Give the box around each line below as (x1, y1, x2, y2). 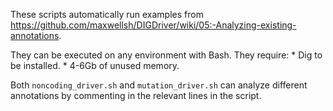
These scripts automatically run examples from (10, 9, 204, 20)
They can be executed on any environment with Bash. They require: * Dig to (10, 49, 323, 61)
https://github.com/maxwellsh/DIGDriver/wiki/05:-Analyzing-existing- (10, 19, 297, 31)
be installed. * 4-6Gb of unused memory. (10, 60, 180, 71)
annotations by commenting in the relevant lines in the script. (10, 90, 262, 101)
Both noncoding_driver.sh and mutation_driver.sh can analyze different (10, 79, 308, 91)
